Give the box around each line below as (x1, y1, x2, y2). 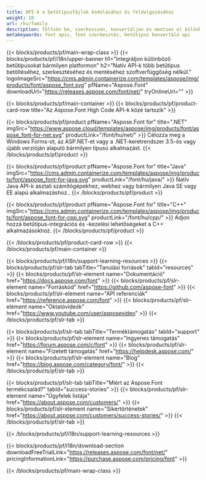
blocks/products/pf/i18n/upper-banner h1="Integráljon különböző (6, 55, 171, 63)
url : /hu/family (6, 20, 48, 26)
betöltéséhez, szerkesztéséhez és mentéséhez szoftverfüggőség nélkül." (6, 68, 192, 76)
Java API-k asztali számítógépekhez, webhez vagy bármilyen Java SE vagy (6, 183, 197, 190)
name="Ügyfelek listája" (28, 392, 90, 399)
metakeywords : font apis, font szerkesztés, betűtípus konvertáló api (6, 32, 191, 38)
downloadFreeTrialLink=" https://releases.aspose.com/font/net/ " (6, 449, 168, 456)
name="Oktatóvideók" (28, 303, 85, 310)
